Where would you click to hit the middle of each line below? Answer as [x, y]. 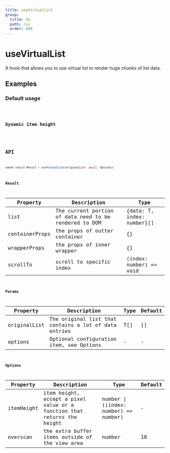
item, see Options [75, 345]
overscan [20, 437]
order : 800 [21, 29]
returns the [60, 417]
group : [12, 15]
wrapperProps [26, 248]
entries [60, 331]
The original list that [83, 319]
